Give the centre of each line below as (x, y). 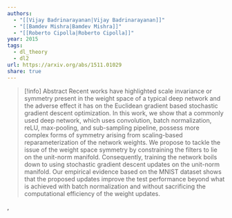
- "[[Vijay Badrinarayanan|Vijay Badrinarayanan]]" (89, 20)
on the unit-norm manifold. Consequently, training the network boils (120, 157)
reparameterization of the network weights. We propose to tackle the (122, 142)
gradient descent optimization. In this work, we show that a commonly (124, 113)
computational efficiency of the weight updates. (92, 193)
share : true (24, 71)
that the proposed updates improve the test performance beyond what (124, 179)
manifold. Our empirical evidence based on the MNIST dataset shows (123, 171)
